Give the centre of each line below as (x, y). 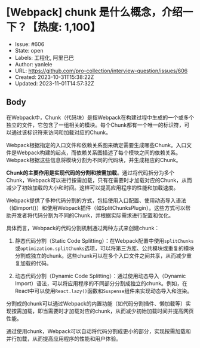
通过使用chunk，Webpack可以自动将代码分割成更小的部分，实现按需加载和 (99, 331)
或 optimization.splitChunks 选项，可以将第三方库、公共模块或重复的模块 (104, 248)
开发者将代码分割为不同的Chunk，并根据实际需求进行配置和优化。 (93, 215)
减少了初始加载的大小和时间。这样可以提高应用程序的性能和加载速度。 (93, 187)
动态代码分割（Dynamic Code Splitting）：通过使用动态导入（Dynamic (100, 276)
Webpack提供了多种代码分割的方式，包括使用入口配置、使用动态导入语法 (96, 200)
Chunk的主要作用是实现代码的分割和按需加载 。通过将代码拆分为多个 (90, 173)
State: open (29, 50)
